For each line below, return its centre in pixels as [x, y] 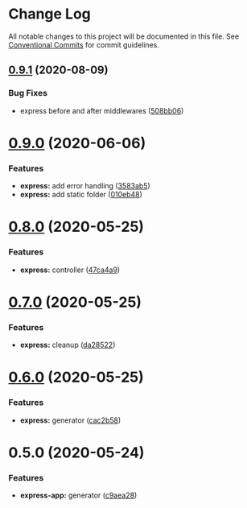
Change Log [49, 14]
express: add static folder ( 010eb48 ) [81, 195]
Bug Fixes [28, 93]
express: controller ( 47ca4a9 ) [70, 270]
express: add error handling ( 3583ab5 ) [85, 186]
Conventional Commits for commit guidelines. [84, 44]
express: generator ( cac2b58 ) [70, 420]
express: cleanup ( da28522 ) [68, 345]
